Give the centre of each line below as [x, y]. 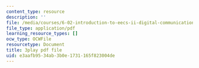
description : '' [26, 17]
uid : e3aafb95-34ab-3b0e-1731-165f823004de [61, 56]
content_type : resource [36, 12]
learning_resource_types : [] [42, 34]
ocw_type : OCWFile [29, 39]
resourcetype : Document [36, 45]
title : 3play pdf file [34, 50]
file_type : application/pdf [41, 28]
